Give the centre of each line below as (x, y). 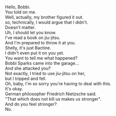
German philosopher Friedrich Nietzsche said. (51, 94)
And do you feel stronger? (31, 104)
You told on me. (21, 12)
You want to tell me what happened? (41, 58)
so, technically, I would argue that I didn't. (47, 22)
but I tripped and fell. (26, 78)
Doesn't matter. (20, 27)
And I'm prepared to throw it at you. (40, 43)
